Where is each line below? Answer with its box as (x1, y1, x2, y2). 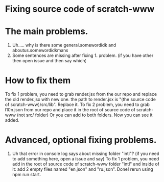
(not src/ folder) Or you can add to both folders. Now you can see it (17, 112, 153, 118)
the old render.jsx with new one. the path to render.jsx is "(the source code (5, 97, 156, 103)
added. (5, 117, 20, 123)
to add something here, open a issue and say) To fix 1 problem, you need (12, 156, 159, 161)
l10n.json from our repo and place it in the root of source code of (5, 107, 136, 113)
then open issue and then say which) (12, 58, 87, 64)
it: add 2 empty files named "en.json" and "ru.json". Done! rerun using (12, 166, 153, 172)
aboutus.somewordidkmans (12, 48, 69, 53)
